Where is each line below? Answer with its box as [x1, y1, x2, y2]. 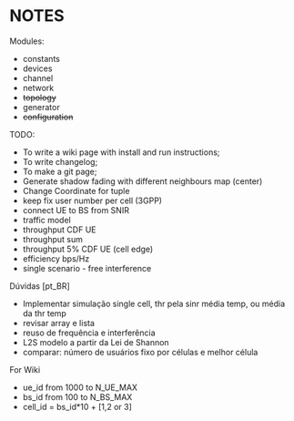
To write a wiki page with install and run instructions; [22, 147, 220, 158]
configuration [22, 111, 74, 122]
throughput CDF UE [22, 224, 96, 235]
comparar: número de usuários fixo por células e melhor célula [22, 346, 259, 357]
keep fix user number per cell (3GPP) [22, 195, 162, 206]
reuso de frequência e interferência [22, 327, 157, 338]
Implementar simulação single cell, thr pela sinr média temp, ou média [22, 298, 286, 309]
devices [22, 63, 53, 74]
